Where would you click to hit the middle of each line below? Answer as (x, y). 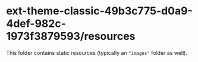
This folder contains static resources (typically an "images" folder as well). (97, 52)
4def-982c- (36, 24)
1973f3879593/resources (71, 36)
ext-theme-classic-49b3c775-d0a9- (99, 11)
